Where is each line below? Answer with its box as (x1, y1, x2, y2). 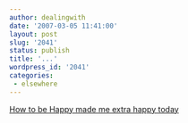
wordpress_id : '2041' (9, 63, 90, 72)
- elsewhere (13, 79, 58, 88)
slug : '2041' (9, 37, 58, 47)
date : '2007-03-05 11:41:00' (9, 21, 118, 30)
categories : (9, 71, 54, 80)
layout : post (9, 29, 58, 38)
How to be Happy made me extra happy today (9, 103, 179, 114)
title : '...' (9, 54, 58, 63)
